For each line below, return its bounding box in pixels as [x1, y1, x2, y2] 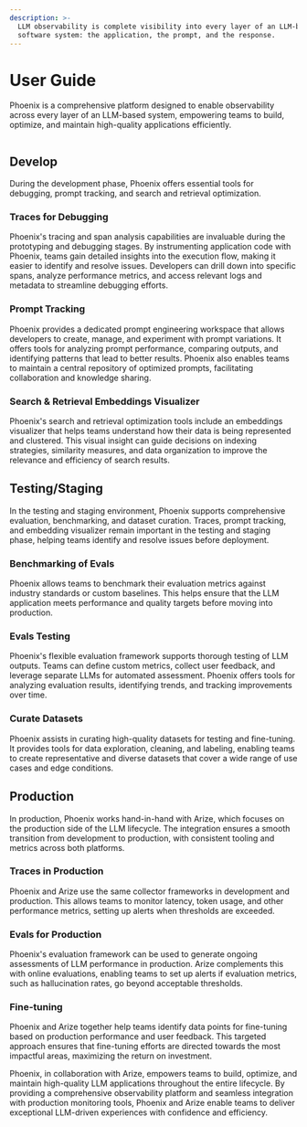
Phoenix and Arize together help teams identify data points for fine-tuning [9, 1021, 288, 1033]
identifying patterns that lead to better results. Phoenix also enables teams [9, 353, 290, 364]
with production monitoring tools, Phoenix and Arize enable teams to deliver [9, 1098, 295, 1109]
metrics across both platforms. [9, 842, 125, 853]
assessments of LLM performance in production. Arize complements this [9, 959, 284, 970]
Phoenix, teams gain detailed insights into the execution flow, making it [9, 250, 276, 261]
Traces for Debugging [9, 211, 109, 224]
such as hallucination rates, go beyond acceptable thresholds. [9, 978, 244, 989]
